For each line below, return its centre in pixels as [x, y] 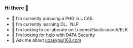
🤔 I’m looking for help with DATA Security [53, 35]
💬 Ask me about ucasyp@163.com [47, 40]
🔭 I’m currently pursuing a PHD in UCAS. [53, 19]
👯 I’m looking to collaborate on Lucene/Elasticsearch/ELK [70, 30]
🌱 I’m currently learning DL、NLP [45, 24]
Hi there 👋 [17, 8]
